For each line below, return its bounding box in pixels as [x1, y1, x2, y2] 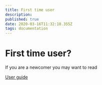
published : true [5, 17, 39, 22]
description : [5, 12, 32, 17]
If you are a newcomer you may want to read [5, 64, 97, 70]
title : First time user [5, 7, 55, 13]
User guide [5, 74, 28, 80]
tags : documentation [5, 26, 48, 31]
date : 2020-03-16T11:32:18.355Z [5, 21, 72, 27]
